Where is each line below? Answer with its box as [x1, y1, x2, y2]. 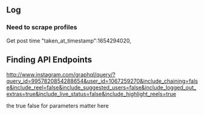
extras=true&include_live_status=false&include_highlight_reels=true [6, 90, 177, 97]
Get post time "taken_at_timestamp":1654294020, [6, 37, 132, 44]
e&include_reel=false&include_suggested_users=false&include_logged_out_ [6, 83, 197, 91]
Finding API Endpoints [6, 55, 93, 65]
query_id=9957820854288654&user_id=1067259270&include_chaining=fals [6, 77, 198, 85]
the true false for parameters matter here [6, 102, 109, 109]
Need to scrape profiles [6, 23, 77, 32]
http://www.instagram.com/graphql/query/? [6, 71, 116, 78]
